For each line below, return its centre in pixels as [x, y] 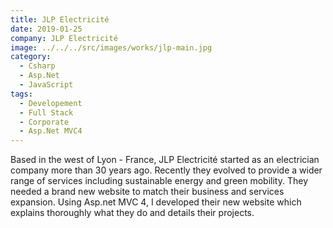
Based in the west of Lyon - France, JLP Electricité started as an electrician [165, 160]
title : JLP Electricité [60, 19]
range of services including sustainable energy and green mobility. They [159, 181]
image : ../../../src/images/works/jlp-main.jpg [111, 47]
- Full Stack [46, 112]
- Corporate [44, 122]
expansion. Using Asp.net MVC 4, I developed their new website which [156, 202]
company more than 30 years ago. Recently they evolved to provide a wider [166, 170]
